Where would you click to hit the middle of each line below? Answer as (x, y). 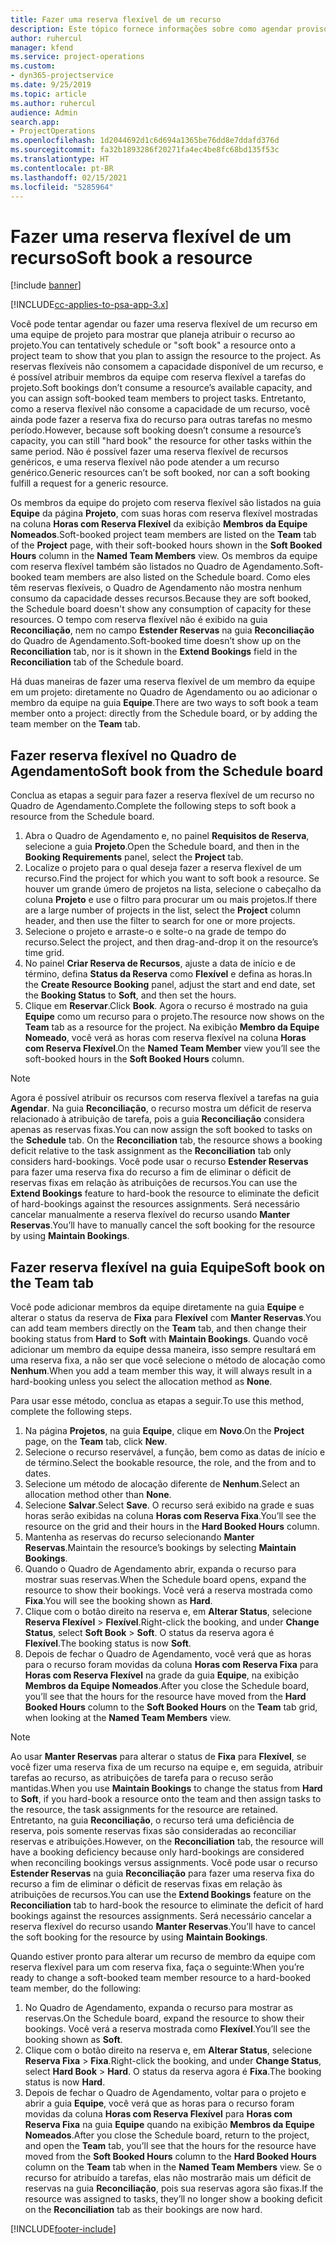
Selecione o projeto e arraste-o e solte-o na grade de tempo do (155, 932)
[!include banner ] (46, 285)
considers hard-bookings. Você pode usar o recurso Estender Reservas (159, 1162)
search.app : (35, 122)
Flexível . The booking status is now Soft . (108, 1643)
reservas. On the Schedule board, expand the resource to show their (164, 2018)
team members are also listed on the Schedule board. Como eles (177, 577)
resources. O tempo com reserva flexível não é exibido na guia (139, 620)
